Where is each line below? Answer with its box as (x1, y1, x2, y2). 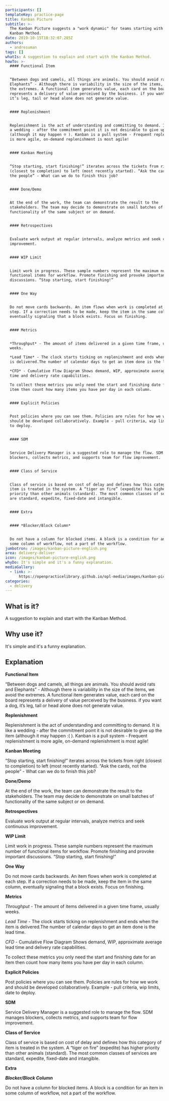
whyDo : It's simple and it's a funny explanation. (5, 560, 114, 565)
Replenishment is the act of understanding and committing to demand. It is (5, 722, 160, 728)
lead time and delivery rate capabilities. (5, 944, 87, 950)
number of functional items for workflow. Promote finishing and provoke (5, 848, 154, 854)
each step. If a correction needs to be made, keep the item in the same (5, 878, 152, 884)
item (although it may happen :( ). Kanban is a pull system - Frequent (5, 732, 147, 738)
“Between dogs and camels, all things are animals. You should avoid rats (5, 681, 155, 687)
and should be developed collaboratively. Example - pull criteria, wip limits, (5, 984, 160, 990)
